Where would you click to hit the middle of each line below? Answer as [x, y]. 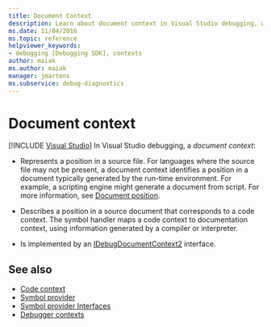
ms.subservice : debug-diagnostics [67, 83]
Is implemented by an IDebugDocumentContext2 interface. [118, 244]
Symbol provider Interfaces [65, 306]
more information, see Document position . [90, 195]
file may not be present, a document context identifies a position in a [134, 170]
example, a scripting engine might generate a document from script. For [140, 187]
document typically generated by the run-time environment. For [126, 178]
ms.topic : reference [43, 38]
